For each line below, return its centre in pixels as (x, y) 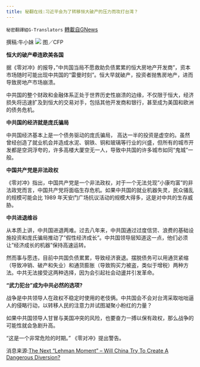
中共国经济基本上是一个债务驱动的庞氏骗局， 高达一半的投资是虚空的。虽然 (98, 135)
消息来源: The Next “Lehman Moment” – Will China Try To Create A (87, 350)
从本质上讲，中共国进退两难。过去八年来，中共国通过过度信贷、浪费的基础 (97, 230)
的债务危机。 (22, 109)
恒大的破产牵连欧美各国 (35, 55)
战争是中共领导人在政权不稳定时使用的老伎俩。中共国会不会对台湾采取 (92, 297)
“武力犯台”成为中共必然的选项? (44, 285)
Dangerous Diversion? (33, 357)
